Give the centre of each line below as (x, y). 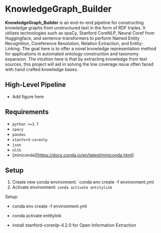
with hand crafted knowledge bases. (42, 69)
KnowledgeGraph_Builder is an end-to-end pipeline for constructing (74, 23)
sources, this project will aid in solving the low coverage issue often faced (79, 64)
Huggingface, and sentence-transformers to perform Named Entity (72, 38)
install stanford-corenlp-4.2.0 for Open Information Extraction (74, 225)
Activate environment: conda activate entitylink (62, 187)
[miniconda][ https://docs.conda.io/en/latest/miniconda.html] (73, 155)
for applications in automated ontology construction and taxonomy (72, 54)
